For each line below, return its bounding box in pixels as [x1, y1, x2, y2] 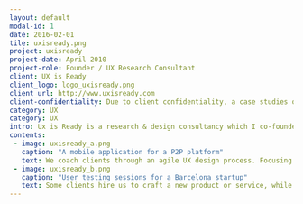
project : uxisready [9, 47, 83, 56]
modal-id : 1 [9, 22, 54, 31]
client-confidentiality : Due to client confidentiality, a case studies [9, 97, 289, 107]
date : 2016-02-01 [9, 30, 75, 39]
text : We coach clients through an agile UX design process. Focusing [21, 155, 293, 165]
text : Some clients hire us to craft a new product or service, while [21, 181, 293, 190]
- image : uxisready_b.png [13, 164, 111, 173]
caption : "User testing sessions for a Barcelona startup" [21, 172, 248, 181]
